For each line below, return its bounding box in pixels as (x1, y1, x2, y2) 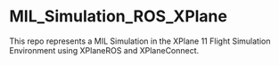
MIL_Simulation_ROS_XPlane (9, 6, 227, 27)
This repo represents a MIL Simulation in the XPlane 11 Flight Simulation (9, 36, 271, 46)
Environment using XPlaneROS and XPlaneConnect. (9, 45, 200, 55)
